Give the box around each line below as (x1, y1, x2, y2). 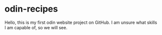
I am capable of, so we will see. (4, 24, 68, 30)
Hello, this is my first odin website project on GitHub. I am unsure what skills (4, 19, 157, 25)
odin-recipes (4, 3, 58, 15)
